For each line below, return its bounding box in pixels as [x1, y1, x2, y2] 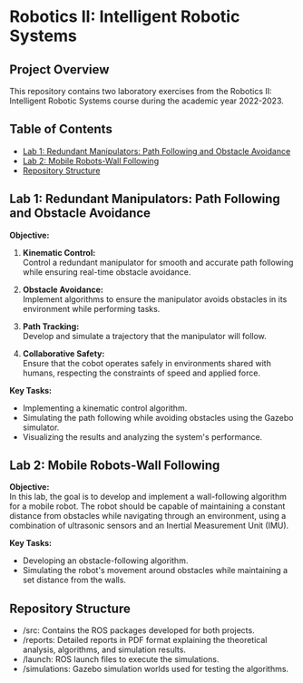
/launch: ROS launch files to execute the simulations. [22, 654, 220, 665]
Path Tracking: [22, 320, 80, 332]
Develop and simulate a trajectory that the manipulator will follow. [22, 330, 268, 341]
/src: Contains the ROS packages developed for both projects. [22, 625, 256, 636]
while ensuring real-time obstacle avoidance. [22, 266, 191, 278]
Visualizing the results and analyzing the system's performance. [22, 431, 263, 442]
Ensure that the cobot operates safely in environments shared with [22, 357, 272, 368]
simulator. [22, 422, 60, 433]
